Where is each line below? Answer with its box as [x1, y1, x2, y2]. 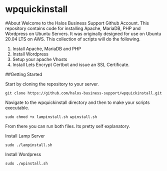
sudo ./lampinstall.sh [5, 142, 52, 147]
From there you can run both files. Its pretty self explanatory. [5, 123, 130, 129]
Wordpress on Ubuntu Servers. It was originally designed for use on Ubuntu [5, 30, 161, 36]
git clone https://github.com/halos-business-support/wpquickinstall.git [5, 90, 162, 95]
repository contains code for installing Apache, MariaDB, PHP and [5, 25, 141, 31]
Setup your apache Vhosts [12, 56, 67, 62]
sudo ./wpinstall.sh [5, 161, 48, 166]
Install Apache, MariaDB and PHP [12, 45, 81, 51]
